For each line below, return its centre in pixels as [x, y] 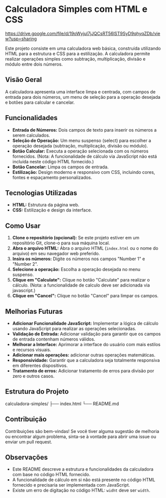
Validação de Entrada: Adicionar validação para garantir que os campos [86, 334]
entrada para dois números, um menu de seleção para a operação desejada [83, 97]
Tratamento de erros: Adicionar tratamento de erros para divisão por [83, 371]
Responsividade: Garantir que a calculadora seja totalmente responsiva [86, 360]
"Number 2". [25, 264]
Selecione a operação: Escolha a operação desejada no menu [76, 270]
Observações [27, 458]
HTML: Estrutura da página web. [46, 205]
